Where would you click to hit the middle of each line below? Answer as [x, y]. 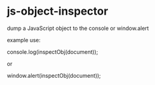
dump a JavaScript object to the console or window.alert [78, 28]
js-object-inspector [58, 11]
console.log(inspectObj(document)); [52, 52]
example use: [24, 40]
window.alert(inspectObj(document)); [54, 75]
